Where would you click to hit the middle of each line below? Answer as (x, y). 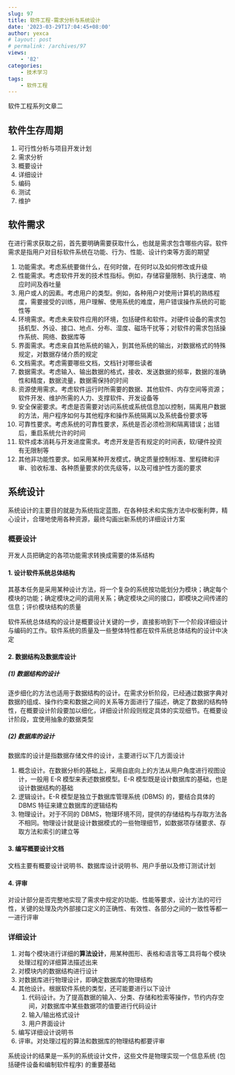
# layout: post (30, 40)
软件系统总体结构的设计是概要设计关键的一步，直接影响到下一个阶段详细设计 (118, 622)
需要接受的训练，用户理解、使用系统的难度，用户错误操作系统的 (122, 301)
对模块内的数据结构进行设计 (58, 971)
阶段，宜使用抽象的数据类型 (53, 719)
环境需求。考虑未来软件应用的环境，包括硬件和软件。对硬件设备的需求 (119, 319)
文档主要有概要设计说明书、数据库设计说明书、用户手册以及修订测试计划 (112, 865)
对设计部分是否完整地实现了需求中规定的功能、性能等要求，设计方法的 (109, 900)
